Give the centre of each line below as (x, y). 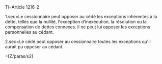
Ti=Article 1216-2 (22, 7)
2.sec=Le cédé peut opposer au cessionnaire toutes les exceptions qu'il (78, 42)
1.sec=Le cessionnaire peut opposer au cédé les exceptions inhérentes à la (81, 16)
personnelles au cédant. (29, 32)
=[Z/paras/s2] (19, 56)
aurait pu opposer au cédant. (34, 47)
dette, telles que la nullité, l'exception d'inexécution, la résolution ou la (76, 22)
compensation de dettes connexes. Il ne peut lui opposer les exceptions (78, 27)
